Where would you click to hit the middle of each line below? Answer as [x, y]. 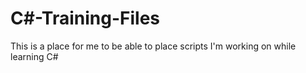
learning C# [34, 56]
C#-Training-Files [85, 18]
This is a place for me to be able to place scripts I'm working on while [153, 46]
